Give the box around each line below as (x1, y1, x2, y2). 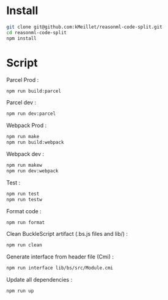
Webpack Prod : (6, 122, 47, 129)
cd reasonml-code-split (6, 29, 67, 35)
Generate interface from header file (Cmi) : (6, 253, 114, 260)
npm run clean (6, 242, 43, 248)
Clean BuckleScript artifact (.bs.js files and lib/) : (6, 230, 128, 238)
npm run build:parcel (6, 88, 62, 94)
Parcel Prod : (6, 76, 39, 83)
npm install (6, 35, 37, 42)
